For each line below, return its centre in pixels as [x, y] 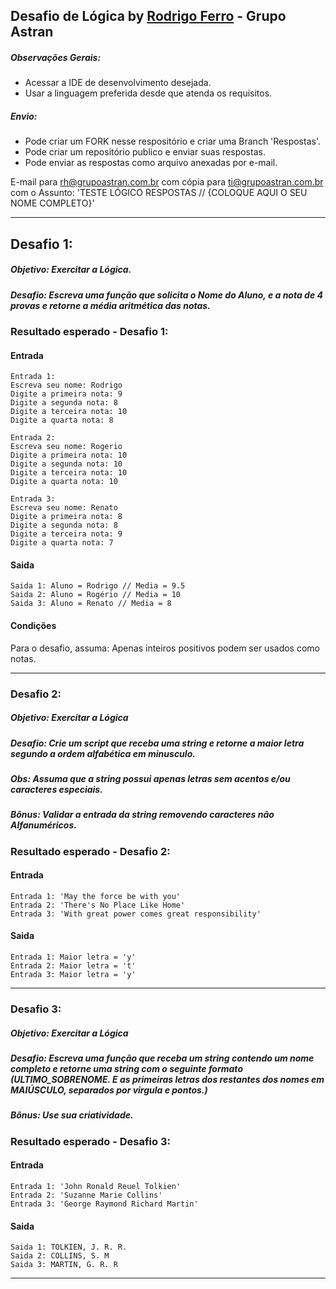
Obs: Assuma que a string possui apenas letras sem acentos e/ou [150, 778]
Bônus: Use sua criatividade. [72, 1115]
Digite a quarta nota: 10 [64, 482]
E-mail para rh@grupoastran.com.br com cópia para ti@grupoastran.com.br [167, 182]
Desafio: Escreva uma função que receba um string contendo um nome [162, 1058]
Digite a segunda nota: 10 [66, 464]
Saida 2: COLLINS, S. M [60, 1256]
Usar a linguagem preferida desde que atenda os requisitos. [148, 93]
